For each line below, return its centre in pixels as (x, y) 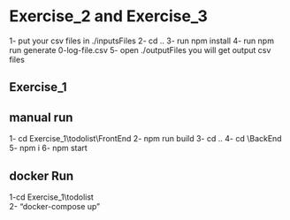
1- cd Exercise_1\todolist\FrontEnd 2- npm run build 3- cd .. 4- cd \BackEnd (145, 139)
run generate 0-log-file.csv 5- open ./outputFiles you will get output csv (140, 49)
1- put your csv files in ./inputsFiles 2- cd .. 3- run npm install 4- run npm (141, 41)
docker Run (42, 175)
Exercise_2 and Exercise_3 (108, 16)
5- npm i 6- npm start (49, 148)
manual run (41, 117)
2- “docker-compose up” (54, 206)
